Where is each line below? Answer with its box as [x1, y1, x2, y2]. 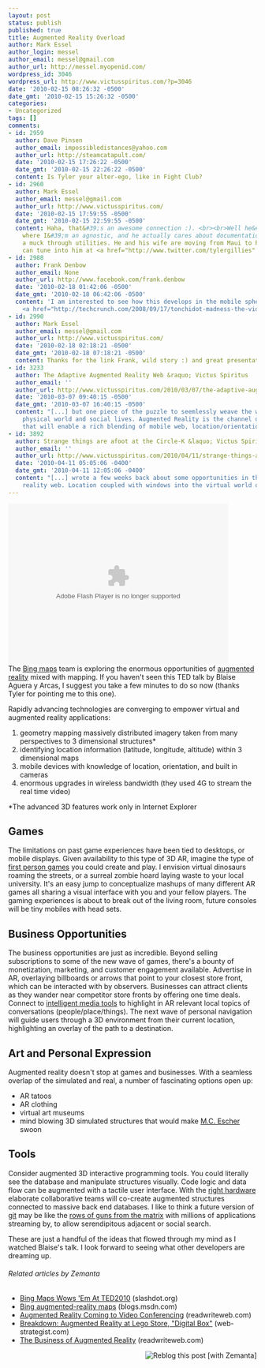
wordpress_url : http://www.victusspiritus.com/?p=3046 [8, 77, 192, 85]
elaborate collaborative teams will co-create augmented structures [8, 1194, 225, 1203]
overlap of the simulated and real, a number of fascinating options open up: [8, 1076, 254, 1085]
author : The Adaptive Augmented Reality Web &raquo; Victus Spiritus [15, 371, 248, 379]
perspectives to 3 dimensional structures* [19, 736, 156, 746]
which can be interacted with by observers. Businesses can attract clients [8, 982, 248, 991]
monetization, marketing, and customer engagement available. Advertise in [8, 965, 252, 975]
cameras [19, 770, 49, 779]
